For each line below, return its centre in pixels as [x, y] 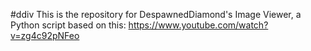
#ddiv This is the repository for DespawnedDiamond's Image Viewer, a [156, 14]
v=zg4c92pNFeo [45, 35]
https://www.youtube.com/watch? [198, 25]
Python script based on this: [68, 25]
